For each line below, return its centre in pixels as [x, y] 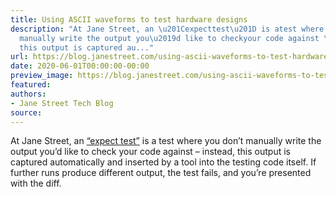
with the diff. [36, 183]
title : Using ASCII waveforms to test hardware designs [129, 19]
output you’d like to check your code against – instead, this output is [150, 152]
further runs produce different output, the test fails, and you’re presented [161, 173]
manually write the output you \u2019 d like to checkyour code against [169, 38]
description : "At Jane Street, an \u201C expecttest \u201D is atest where [167, 29]
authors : [28, 94]
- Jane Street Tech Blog [62, 103]
